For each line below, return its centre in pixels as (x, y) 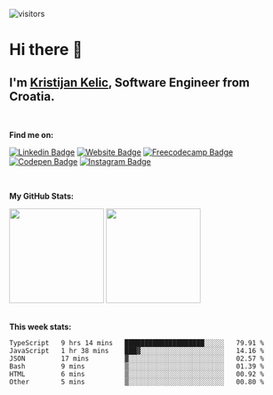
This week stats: (40, 326)
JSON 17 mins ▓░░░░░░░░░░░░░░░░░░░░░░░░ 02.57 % (137, 359)
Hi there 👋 (46, 50)
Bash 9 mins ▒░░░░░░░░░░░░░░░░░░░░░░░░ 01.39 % (137, 367)
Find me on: (32, 135)
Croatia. (32, 97)
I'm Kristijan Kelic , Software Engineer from (130, 82)
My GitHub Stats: (41, 196)
